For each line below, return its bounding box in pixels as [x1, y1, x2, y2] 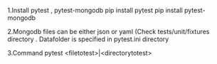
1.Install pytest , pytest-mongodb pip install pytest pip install [7, 6, 183, 14]
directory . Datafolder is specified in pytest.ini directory [7, 35, 169, 43]
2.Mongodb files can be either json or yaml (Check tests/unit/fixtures [7, 28, 210, 36]
